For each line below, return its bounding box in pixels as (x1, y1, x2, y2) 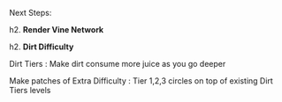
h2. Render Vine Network (9, 25, 104, 34)
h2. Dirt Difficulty (9, 41, 74, 52)
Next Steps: (9, 8, 52, 18)
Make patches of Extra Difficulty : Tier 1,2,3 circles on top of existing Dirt (9, 76, 274, 86)
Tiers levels (9, 85, 51, 95)
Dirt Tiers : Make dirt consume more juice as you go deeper (9, 59, 226, 69)
